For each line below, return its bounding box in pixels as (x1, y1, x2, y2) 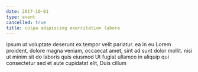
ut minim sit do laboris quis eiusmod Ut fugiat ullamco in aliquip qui (6, 53, 170, 60)
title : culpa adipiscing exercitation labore (6, 25, 120, 31)
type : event (6, 14, 35, 20)
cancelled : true (6, 19, 46, 25)
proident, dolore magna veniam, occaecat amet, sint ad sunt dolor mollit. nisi (6, 47, 193, 54)
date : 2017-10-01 (6, 8, 49, 15)
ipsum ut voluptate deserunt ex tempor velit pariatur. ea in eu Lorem (6, 41, 171, 48)
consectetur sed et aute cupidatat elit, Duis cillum (6, 60, 127, 67)
